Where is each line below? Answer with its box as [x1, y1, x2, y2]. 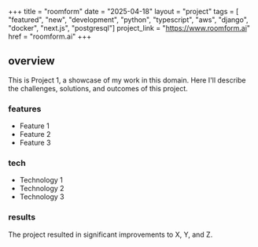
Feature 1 [19, 121, 50, 131]
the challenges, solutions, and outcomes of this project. [8, 83, 189, 93]
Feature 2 [19, 130, 51, 139]
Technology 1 [19, 175, 63, 185]
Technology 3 [19, 192, 64, 201]
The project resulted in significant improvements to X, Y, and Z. [8, 230, 213, 239]
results [8, 212, 36, 223]
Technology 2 [19, 184, 64, 194]
